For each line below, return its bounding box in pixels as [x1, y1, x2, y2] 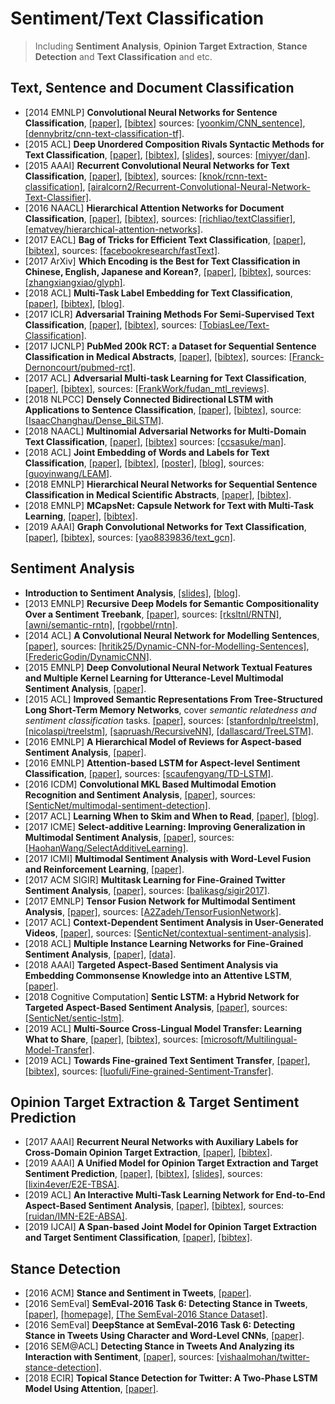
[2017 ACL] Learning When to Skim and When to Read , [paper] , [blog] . [24, 810, 320, 822]
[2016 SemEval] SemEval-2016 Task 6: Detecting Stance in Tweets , [24, 1298, 308, 1310]
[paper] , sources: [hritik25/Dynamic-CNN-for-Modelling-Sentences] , [24, 640, 310, 652]
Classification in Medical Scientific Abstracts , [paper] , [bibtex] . [24, 488, 292, 501]
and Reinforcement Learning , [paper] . [24, 863, 185, 875]
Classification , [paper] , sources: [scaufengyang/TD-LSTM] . [24, 767, 274, 779]
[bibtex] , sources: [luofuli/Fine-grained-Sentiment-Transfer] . [24, 1065, 274, 1077]
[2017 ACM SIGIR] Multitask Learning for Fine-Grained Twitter [24, 873, 286, 886]
